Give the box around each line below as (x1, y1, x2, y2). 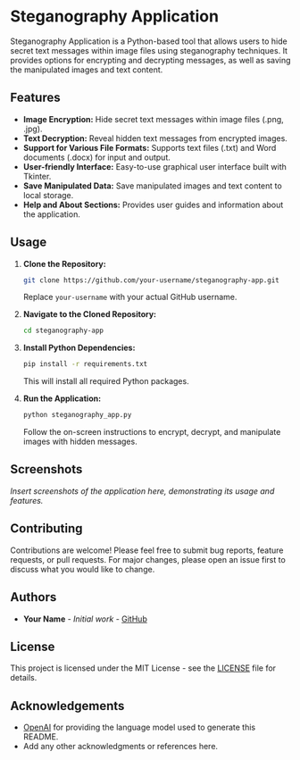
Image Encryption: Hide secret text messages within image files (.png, (22, 113, 284, 124)
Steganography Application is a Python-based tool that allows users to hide (10, 36, 288, 46)
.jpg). (22, 123, 43, 134)
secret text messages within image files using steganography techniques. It (10, 45, 288, 55)
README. (22, 731, 59, 742)
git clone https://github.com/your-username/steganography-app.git (22, 275, 279, 285)
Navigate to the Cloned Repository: (22, 309, 157, 320)
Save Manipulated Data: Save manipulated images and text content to (22, 180, 282, 191)
